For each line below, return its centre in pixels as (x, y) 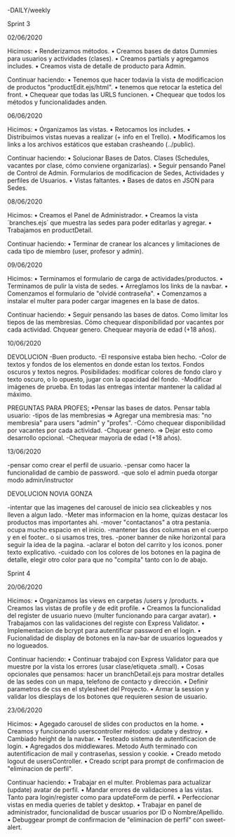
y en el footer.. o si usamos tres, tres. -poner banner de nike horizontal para (116, 537)
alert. (15, 827)
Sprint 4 (19, 573)
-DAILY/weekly (29, 10)
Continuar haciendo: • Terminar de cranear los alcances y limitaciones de (114, 244)
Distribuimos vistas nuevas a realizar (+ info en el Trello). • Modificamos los (116, 137)
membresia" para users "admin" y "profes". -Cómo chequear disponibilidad (116, 423)
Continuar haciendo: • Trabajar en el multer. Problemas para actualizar (109, 782)
